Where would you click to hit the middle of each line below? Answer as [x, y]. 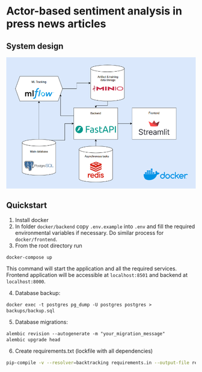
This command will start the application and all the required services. [92, 268]
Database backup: [38, 293]
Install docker [32, 220]
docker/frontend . [36, 239]
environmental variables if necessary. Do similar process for [89, 232]
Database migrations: [41, 322]
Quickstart [27, 206]
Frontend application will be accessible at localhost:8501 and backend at [97, 275]
